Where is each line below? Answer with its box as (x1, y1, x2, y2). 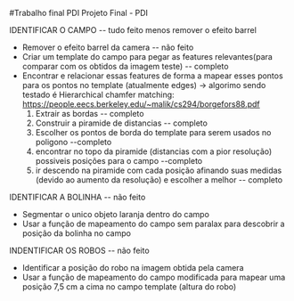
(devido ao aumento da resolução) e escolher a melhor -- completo (35, 175, 283, 185)
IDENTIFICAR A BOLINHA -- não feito (9, 191, 146, 202)
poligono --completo (35, 137, 112, 147)
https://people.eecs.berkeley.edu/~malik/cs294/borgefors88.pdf (21, 99, 260, 110)
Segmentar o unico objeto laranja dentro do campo (21, 209, 209, 219)
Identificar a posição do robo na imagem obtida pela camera (21, 263, 244, 273)
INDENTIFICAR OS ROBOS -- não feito (9, 245, 150, 256)
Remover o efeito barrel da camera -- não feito (21, 42, 194, 53)
